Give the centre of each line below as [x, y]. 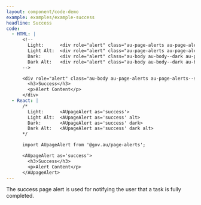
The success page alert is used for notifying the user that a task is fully [94, 189]
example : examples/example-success [51, 17]
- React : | [25, 101]
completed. [20, 196]
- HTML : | [24, 34]
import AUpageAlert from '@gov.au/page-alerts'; [84, 145]
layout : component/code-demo [42, 12]
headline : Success [29, 23]
